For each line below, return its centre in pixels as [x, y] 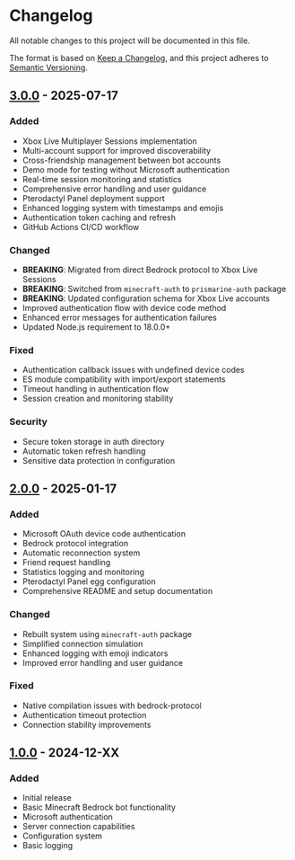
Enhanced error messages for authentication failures [119, 317]
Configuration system [62, 836]
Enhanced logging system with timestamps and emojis [123, 208]
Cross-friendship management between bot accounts [121, 160]
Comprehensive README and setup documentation [117, 591]
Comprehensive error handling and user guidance [114, 189]
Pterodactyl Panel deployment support [94, 198]
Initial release [47, 798]
